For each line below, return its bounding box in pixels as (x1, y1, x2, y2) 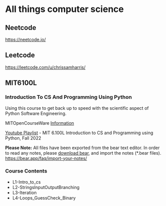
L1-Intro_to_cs (12, 179, 41, 185)
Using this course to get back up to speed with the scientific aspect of (5, 105, 149, 111)
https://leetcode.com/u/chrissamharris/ (5, 64, 86, 70)
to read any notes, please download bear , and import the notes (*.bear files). (5, 150, 162, 156)
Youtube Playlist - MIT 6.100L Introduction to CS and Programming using (5, 130, 154, 136)
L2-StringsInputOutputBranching (12, 184, 80, 190)
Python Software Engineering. (5, 110, 67, 116)
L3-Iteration (12, 190, 37, 196)
